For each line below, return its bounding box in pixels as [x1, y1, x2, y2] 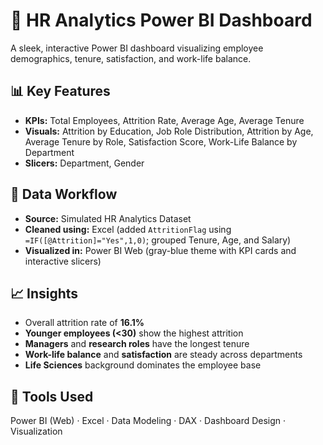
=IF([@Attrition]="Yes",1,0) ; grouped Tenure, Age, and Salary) [24, 234, 292, 246]
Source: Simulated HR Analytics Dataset [24, 212, 192, 224]
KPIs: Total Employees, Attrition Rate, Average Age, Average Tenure [24, 114, 305, 126]
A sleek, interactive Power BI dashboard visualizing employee [10, 42, 264, 54]
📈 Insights [10, 285, 79, 302]
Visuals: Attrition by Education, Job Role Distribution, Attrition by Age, [24, 125, 314, 137]
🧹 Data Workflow [10, 186, 118, 203]
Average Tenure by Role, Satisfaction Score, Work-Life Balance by [24, 135, 298, 148]
